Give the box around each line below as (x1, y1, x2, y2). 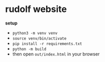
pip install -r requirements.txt (12, 41, 82, 46)
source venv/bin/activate (12, 36, 66, 41)
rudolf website (5, 3, 67, 15)
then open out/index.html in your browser (12, 51, 100, 57)
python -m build (12, 46, 46, 51)
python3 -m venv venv (12, 30, 57, 35)
